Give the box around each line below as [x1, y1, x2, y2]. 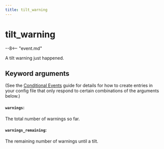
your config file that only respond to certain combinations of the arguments [5, 88, 159, 94]
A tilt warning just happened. [5, 55, 65, 61]
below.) [5, 93, 20, 99]
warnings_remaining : [5, 127, 47, 133]
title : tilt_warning [5, 7, 48, 12]
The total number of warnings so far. [5, 116, 80, 122]
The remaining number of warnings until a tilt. [5, 138, 98, 144]
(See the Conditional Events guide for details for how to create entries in [5, 83, 153, 89]
